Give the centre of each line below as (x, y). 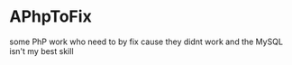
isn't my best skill (41, 51)
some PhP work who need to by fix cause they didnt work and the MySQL (146, 42)
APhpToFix (50, 17)
